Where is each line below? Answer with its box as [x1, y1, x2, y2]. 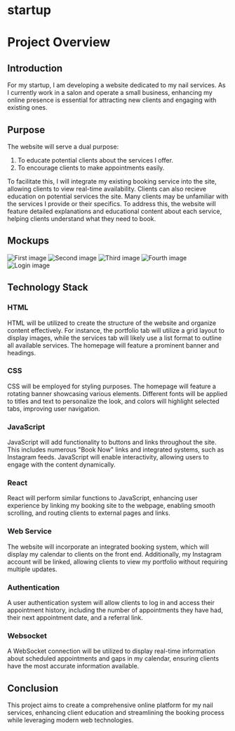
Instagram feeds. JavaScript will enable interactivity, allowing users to [7, 453, 209, 462]
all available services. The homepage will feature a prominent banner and [7, 341, 220, 350]
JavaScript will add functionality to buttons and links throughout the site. [7, 438, 217, 447]
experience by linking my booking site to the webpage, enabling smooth [7, 502, 215, 510]
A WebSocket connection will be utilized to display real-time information [7, 647, 215, 656]
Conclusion [7, 682, 59, 694]
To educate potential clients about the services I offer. [17, 156, 174, 164]
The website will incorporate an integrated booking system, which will [7, 542, 209, 551]
